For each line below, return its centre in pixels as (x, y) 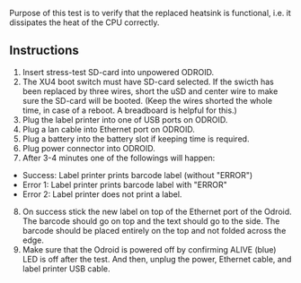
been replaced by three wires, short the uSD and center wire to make (150, 91)
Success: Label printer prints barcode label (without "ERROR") (137, 175)
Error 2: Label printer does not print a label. (102, 194)
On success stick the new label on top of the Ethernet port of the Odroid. (157, 211)
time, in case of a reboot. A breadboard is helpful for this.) (130, 110)
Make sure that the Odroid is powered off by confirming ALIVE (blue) (149, 249)
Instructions (44, 51)
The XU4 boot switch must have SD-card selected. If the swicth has (148, 81)
